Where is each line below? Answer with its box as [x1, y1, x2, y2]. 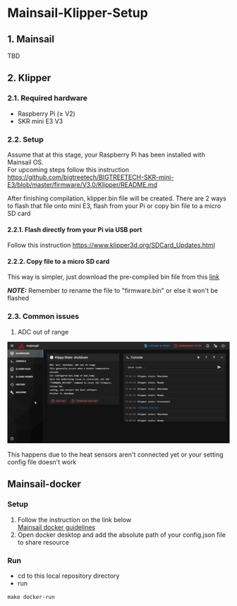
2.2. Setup [7, 134, 44, 144]
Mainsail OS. [7, 157, 44, 166]
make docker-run [7, 594, 55, 601]
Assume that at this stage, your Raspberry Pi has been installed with [7, 150, 206, 159]
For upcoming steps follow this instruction [7, 165, 129, 174]
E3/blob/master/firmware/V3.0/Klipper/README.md [7, 180, 157, 188]
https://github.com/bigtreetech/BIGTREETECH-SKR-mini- [7, 173, 174, 181]
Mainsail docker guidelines [17, 523, 96, 531]
